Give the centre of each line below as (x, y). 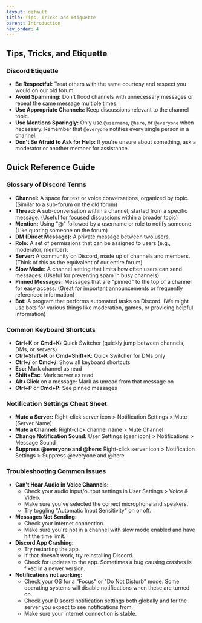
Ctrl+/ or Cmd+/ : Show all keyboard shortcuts (73, 362)
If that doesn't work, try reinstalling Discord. (79, 555)
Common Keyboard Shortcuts (51, 329)
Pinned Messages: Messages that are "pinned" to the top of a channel (103, 281)
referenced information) (45, 294)
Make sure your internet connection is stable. (80, 613)
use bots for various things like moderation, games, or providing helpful (104, 308)
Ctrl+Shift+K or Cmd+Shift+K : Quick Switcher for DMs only (90, 355)
